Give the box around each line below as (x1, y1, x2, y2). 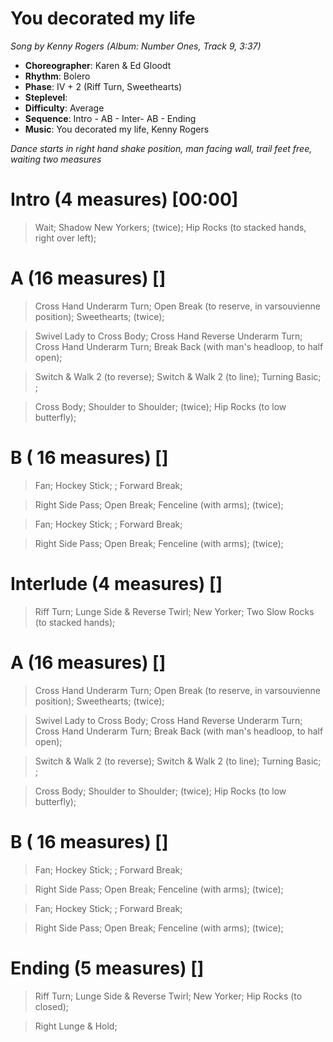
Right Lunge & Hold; (34, 1020, 118, 1032)
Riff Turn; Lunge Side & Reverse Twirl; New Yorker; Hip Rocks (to (34, 990, 303, 1002)
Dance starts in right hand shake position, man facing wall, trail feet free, (10, 142, 313, 154)
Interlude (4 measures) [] (10, 572, 223, 595)
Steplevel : (24, 91, 68, 103)
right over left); (34, 232, 97, 244)
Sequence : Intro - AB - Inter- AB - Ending (24, 112, 197, 124)
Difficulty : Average (24, 102, 105, 114)
